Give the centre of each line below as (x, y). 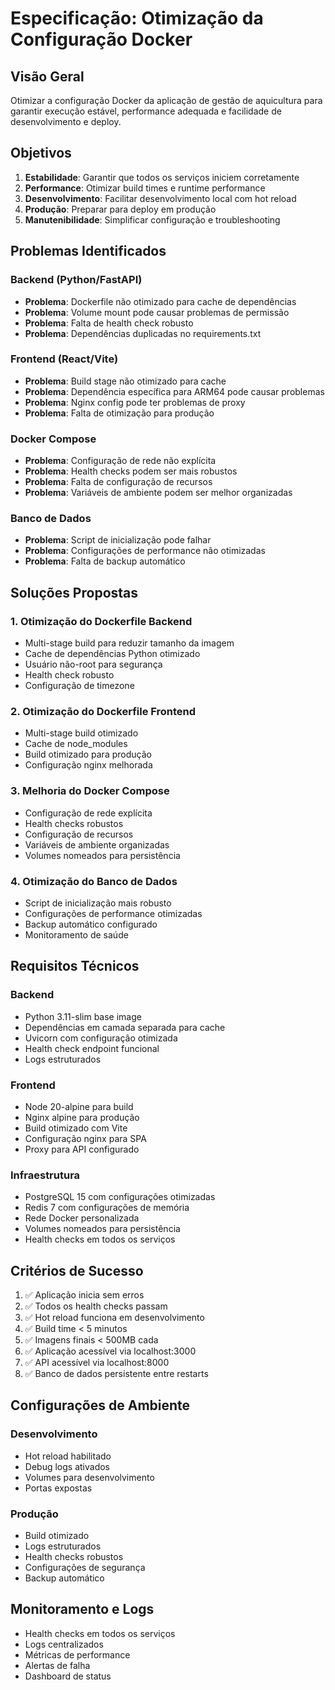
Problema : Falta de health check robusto (109, 323)
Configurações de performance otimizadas (113, 913)
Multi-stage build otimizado (81, 733)
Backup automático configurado (91, 924)
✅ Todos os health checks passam (96, 1306)
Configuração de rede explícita (88, 813)
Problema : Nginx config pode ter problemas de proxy (135, 402)
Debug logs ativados (67, 1466)
